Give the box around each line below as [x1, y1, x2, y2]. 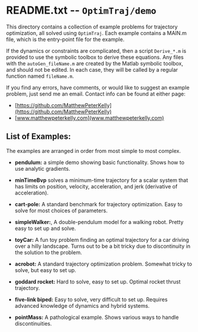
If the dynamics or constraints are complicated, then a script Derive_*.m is [6, 47, 187, 54]
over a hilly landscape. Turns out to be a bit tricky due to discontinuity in [14, 242, 191, 250]
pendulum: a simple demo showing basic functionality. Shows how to [14, 158, 185, 166]
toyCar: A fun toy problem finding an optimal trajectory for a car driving [14, 236, 189, 243]
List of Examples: [6, 132, 71, 142]
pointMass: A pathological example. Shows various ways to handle [14, 314, 179, 321]
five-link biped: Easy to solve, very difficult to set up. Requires [14, 296, 168, 303]
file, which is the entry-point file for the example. [6, 36, 125, 43]
